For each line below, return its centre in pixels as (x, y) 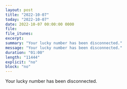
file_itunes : (19, 34)
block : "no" (18, 67)
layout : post (19, 10)
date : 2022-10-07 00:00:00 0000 (40, 24)
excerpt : (15, 39)
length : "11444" (23, 57)
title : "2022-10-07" (27, 15)
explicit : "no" (22, 62)
